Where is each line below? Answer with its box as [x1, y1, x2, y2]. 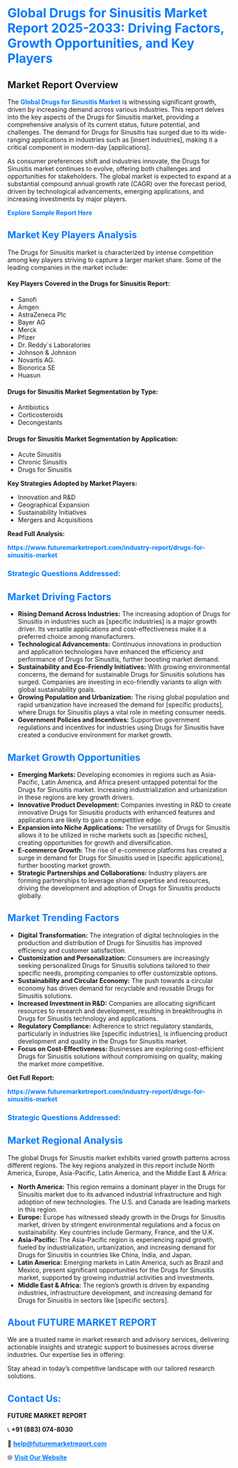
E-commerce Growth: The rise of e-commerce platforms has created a [17, 845, 227, 854]
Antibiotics [17, 403, 50, 412]
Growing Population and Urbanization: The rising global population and [17, 693, 229, 702]
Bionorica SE [17, 363, 55, 372]
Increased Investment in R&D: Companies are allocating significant [17, 999, 216, 1007]
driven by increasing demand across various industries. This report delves [7, 105, 225, 113]
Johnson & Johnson [17, 348, 77, 357]
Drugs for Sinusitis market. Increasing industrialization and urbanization [17, 785, 227, 793]
